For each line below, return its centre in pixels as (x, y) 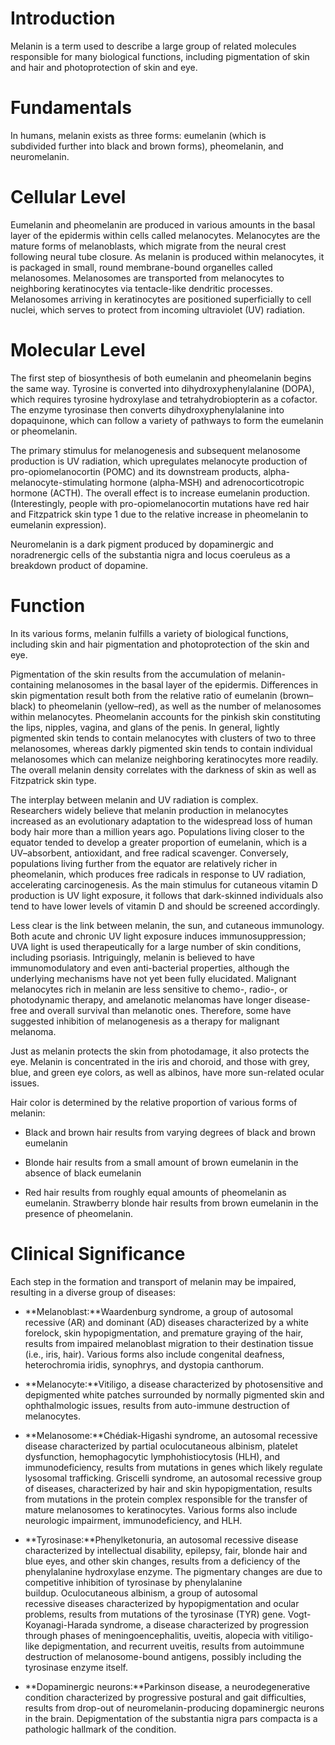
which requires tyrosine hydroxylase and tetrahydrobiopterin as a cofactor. (164, 399)
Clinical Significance (98, 1253)
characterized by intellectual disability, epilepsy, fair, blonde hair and (166, 1550)
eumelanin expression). (58, 524)
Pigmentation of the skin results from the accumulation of (128, 674)
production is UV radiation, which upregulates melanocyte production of (159, 461)
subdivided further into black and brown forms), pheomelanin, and (147, 146)
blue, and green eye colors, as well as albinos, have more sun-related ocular (167, 1072)
